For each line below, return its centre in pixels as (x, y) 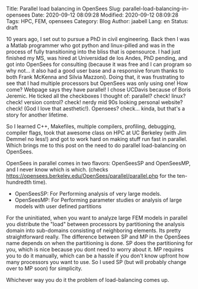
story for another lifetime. (37, 115)
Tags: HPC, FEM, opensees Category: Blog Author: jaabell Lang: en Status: (97, 21)
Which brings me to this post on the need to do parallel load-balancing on (96, 145)
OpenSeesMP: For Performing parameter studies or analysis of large (98, 200)
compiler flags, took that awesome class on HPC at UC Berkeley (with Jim (96, 133)
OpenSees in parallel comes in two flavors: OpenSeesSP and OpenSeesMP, (98, 163)
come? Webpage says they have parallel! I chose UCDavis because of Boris (99, 89)
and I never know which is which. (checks (57, 169)
